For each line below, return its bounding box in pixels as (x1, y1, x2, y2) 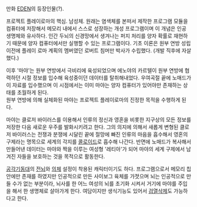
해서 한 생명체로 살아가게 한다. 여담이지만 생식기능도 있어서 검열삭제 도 (12, 188, 172, 194)
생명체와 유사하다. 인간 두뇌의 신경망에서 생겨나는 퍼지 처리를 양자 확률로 (6, 32, 172, 39)
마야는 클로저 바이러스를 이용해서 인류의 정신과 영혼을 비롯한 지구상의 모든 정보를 (6, 116, 192, 123)
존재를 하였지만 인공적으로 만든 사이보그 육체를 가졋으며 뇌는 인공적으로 (21, 173, 185, 179)
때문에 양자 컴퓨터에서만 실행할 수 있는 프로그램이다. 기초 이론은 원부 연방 (12, 40, 181, 46)
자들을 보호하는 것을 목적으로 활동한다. (16, 153, 105, 160)
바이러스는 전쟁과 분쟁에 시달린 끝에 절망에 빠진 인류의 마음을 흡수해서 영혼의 (12, 131, 188, 138)
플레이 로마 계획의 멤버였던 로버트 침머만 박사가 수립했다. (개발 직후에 (21, 47, 181, 54)
